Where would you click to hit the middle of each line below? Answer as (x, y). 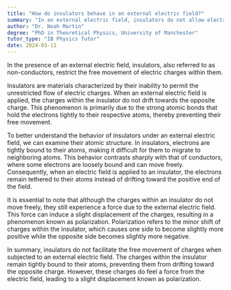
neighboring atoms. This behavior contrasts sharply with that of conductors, (115, 157)
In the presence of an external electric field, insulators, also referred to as (111, 65)
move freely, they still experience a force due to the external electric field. (112, 207)
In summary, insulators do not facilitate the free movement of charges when (114, 249)
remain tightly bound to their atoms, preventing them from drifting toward (111, 264)
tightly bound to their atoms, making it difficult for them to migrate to (104, 150)
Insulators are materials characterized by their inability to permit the (103, 86)
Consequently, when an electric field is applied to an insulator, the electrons (114, 172)
